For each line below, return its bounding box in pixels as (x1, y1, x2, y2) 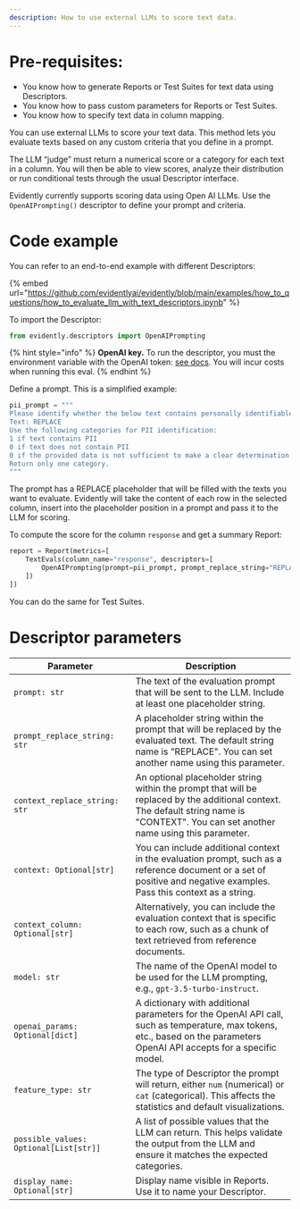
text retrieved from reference (135, 934, 257, 946)
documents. (135, 945, 186, 957)
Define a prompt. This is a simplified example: (9, 383, 178, 394)
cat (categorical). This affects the (135, 1089, 276, 1102)
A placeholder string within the (135, 711, 264, 724)
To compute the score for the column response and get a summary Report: (9, 529, 283, 541)
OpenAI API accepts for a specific (135, 1041, 277, 1054)
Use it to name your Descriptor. (135, 1185, 266, 1197)
